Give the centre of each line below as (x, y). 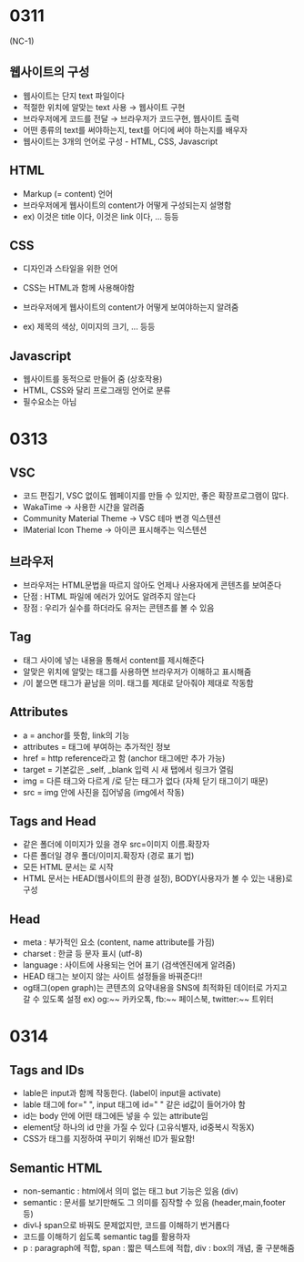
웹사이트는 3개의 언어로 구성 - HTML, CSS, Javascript (120, 141)
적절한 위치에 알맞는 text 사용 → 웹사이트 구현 (104, 107)
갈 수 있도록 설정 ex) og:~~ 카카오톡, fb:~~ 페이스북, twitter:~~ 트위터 (148, 1000)
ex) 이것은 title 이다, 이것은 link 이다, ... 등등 (101, 216)
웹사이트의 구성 (50, 72)
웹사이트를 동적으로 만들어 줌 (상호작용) (92, 379)
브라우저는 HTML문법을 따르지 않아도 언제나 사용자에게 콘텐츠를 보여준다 (152, 585)
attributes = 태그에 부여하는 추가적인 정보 (96, 746)
